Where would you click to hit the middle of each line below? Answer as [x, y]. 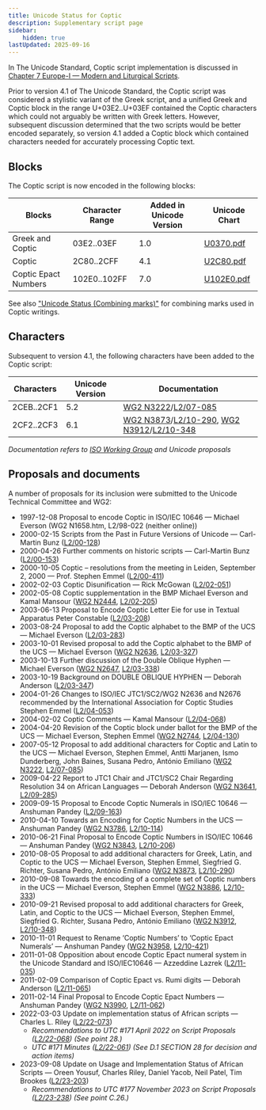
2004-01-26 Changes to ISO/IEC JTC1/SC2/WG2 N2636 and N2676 [130, 694]
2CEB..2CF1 [35, 407]
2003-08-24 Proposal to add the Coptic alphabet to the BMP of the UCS [137, 626]
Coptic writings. [34, 312]
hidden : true [44, 38]
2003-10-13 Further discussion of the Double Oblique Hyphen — [125, 660]
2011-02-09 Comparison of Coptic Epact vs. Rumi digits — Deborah [130, 979]
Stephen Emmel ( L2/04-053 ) [66, 710]
